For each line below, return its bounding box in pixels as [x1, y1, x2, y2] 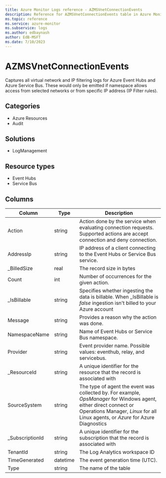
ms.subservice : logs [5, 26, 48, 31]
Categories [5, 102, 41, 110]
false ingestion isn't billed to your [79, 299, 157, 306]
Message [7, 317, 29, 324]
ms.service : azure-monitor [5, 21, 61, 26]
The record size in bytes [79, 265, 136, 272]
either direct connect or [79, 401, 134, 408]
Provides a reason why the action [79, 314, 157, 321]
